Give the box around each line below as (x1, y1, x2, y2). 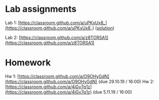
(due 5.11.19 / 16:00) (93, 89, 132, 95)
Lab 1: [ (5, 20, 20, 26)
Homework (5, 57, 51, 68)
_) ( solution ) (90, 25, 114, 31)
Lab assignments (5, 3, 77, 15)
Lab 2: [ (5, 34, 21, 40)
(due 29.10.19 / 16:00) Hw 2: (98, 78, 155, 84)
